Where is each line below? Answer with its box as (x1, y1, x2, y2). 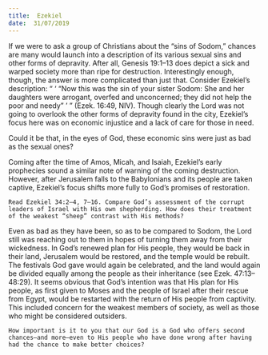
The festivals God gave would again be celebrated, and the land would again (8, 260, 261, 269)
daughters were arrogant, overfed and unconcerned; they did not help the (8, 92, 252, 102)
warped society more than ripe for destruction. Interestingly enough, (8, 66, 234, 76)
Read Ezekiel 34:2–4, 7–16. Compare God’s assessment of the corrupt (8, 197, 246, 206)
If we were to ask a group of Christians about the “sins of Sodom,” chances (8, 41, 256, 50)
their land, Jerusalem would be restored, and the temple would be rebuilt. (8, 251, 250, 261)
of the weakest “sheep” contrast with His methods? (8, 212, 184, 220)
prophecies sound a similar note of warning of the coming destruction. (8, 166, 241, 175)
